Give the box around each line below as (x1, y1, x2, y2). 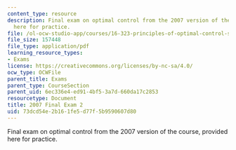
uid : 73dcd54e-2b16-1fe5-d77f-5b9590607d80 (7, 108, 137, 115)
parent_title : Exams (7, 75, 68, 83)
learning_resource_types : (7, 50, 83, 57)
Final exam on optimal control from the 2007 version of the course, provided (7, 127, 228, 135)
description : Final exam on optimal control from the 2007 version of (7, 17, 218, 24)
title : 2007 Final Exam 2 (7, 102, 83, 109)
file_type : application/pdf (7, 43, 90, 50)
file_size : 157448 (7, 36, 61, 43)
